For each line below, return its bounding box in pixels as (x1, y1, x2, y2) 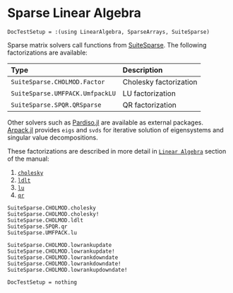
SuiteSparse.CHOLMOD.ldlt (7, 217, 83, 224)
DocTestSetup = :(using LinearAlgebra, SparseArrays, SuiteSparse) (7, 28, 210, 35)
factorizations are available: (7, 48, 88, 57)
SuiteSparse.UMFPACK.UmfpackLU (11, 89, 116, 97)
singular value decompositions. (7, 133, 99, 142)
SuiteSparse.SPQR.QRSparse (11, 100, 102, 109)
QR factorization (122, 100, 177, 110)
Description (122, 65, 163, 75)
